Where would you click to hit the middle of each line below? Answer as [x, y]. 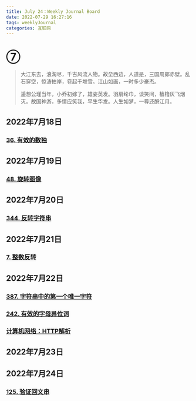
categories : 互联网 [28, 28]
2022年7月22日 [35, 278]
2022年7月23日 [35, 352]
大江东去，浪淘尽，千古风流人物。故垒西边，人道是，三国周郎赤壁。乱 [105, 74]
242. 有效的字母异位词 [38, 314]
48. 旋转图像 [24, 179]
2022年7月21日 [34, 239]
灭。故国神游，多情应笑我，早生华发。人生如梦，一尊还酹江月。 [97, 101]
